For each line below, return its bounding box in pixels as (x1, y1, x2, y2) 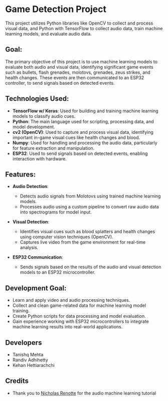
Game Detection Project (5, 4, 107, 15)
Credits (5, 377, 29, 385)
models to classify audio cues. (12, 113, 76, 119)
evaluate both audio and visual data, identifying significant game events (5, 64, 154, 70)
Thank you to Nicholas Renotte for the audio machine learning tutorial (12, 390, 156, 396)
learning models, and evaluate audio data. (5, 31, 92, 37)
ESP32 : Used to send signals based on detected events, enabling (12, 150, 148, 156)
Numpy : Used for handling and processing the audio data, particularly (12, 139, 157, 146)
